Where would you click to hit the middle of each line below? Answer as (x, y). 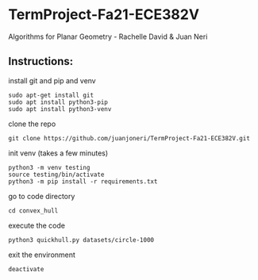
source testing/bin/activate (56, 175)
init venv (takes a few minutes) (58, 153)
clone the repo (32, 124)
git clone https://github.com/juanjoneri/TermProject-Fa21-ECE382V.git (129, 138)
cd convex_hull (33, 211)
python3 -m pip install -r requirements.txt (83, 181)
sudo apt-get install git (51, 95)
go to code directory (42, 196)
